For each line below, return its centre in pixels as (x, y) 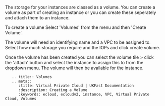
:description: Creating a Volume (53, 90)
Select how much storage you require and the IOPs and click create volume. (82, 48)
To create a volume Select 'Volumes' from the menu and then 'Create (76, 27)
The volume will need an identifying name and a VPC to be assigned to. (78, 42)
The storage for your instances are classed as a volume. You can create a (80, 7)
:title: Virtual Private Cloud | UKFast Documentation (76, 86)
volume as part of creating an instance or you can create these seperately (81, 12)
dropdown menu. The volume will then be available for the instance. (74, 68)
